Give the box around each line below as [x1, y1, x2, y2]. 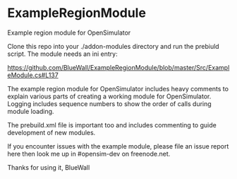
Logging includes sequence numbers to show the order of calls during [7, 99, 212, 108]
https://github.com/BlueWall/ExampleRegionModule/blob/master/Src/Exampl [7, 63, 230, 71]
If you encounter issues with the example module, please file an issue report [7, 142, 229, 150]
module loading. [7, 107, 54, 115]
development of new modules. [7, 128, 96, 137]
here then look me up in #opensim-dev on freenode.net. [7, 149, 171, 158]
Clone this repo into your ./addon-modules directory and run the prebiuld [7, 42, 220, 50]
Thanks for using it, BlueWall [7, 163, 90, 171]
